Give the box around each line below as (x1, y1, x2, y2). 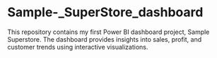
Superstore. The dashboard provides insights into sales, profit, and (7, 35, 202, 43)
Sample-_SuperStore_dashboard (7, 4, 204, 21)
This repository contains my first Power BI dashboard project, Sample (7, 28, 210, 36)
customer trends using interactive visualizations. (7, 42, 148, 51)
